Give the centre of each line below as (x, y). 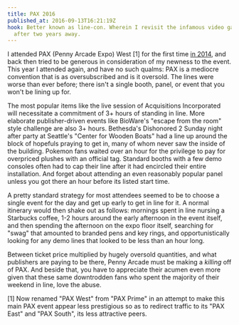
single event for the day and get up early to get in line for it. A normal (108, 203)
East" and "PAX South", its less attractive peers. (77, 314)
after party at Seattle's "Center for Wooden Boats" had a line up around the (117, 136)
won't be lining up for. (39, 92)
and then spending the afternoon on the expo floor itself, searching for (111, 226)
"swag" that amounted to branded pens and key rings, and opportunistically (118, 233)
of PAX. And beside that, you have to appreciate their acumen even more (114, 270)
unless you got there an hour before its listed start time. (89, 182)
